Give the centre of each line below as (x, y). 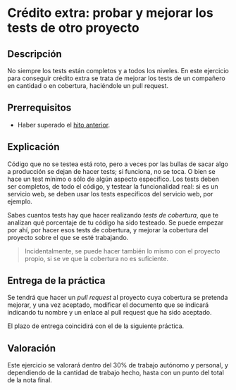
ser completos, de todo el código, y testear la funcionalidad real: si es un (113, 186)
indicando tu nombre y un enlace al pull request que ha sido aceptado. (110, 313)
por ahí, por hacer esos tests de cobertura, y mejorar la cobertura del (108, 229)
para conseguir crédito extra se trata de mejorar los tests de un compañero (116, 78)
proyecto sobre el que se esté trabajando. (68, 237)
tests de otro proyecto (73, 28)
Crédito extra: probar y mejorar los (110, 13)
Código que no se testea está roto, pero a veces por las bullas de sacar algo (118, 164)
